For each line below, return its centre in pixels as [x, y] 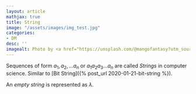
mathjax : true [23, 17]
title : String [23, 22]
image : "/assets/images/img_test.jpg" [53, 28]
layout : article [26, 11]
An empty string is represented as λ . [50, 84]
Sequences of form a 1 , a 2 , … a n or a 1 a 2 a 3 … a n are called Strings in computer [97, 66]
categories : [20, 33]
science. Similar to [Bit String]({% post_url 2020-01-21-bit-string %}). [89, 73]
